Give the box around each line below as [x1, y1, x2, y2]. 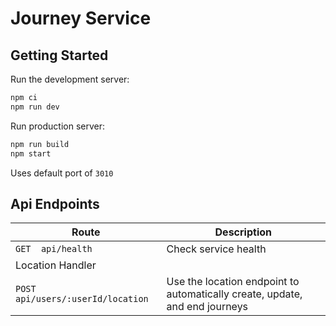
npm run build [10, 139, 70, 149]
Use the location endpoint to [166, 275, 300, 289]
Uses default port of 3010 [10, 167, 114, 179]
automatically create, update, [166, 287, 303, 301]
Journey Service [10, 7, 152, 30]
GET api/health [15, 243, 93, 255]
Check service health [166, 242, 267, 256]
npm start [10, 148, 52, 159]
